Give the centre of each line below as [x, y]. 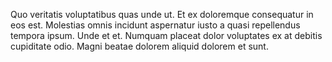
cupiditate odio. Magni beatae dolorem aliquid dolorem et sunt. [139, 46]
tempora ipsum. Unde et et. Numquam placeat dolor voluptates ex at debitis [166, 35]
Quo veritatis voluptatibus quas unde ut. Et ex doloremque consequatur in [162, 14]
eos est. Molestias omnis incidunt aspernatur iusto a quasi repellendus [155, 25]
